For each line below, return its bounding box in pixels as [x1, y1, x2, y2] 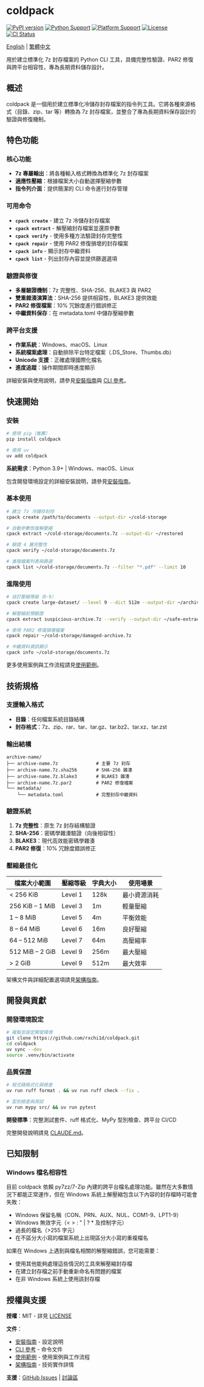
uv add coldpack [6, 453, 47, 459]
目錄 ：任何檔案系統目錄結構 [15, 715, 85, 722]
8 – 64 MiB [9, 924, 41, 933]
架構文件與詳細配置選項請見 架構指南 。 [6, 976, 102, 983]
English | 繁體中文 [6, 43, 51, 50]
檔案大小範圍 [14, 878, 51, 887]
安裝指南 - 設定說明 [15, 1338, 64, 1346]
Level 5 [61, 913, 83, 922]
